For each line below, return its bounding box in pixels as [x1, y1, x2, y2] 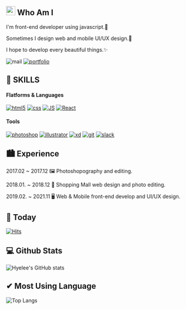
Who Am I [16, 8, 54, 18]
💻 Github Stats [6, 245, 63, 256]
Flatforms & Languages [6, 91, 64, 98]
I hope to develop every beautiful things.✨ [6, 46, 109, 53]
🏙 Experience [6, 149, 60, 159]
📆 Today [6, 212, 36, 222]
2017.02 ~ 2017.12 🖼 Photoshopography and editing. [6, 168, 133, 175]
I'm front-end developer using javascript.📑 [6, 23, 109, 30]
